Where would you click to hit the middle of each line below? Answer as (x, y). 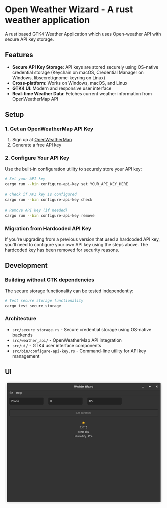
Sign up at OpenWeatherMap (42, 140)
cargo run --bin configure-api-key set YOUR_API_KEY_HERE (67, 184)
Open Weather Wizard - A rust (69, 9)
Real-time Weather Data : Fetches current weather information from (82, 93)
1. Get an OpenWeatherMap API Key (49, 129)
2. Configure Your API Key (37, 158)
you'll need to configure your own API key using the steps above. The (77, 245)
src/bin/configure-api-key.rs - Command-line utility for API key (79, 351)
